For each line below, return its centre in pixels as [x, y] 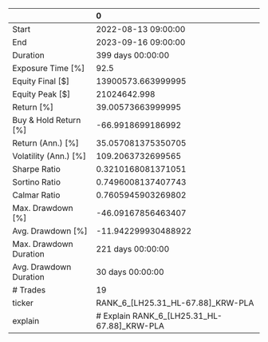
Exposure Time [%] [49, 68]
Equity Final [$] [41, 81]
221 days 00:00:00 [132, 249]
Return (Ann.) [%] [46, 143]
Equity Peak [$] [41, 94]
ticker [23, 303]
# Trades [29, 290]
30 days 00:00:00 [130, 272]
